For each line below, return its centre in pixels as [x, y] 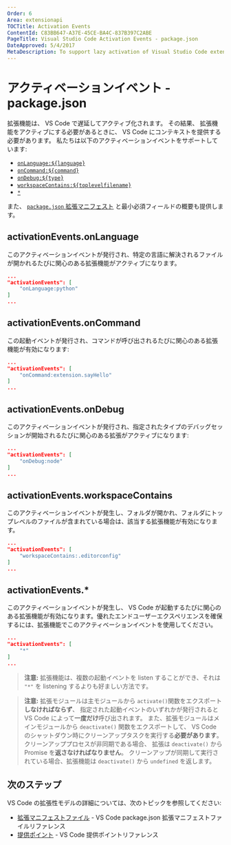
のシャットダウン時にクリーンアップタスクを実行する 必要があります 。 [123, 735]
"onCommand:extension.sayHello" [66, 375]
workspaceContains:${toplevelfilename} [74, 185]
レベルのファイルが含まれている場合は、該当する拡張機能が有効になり [112, 521]
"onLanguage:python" [49, 289]
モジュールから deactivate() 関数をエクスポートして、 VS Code [126, 727]
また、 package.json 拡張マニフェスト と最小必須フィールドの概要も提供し [112, 206]
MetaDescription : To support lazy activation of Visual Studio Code [107, 52]
